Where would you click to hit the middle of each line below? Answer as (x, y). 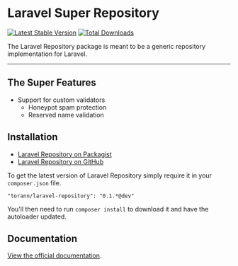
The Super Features (52, 83)
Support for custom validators (61, 100)
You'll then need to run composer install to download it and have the (108, 209)
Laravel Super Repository (83, 13)
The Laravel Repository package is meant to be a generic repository (107, 46)
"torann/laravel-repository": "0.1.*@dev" (71, 196)
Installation (33, 137)
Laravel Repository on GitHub (61, 161)
